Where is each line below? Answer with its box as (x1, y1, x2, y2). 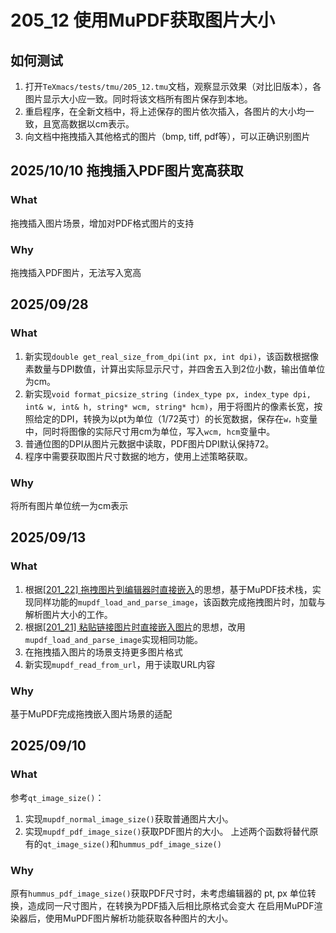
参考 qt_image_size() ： (10, 791, 105, 803)
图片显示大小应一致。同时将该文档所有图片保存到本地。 (24, 93, 253, 105)
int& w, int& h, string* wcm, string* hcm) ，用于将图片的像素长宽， (24, 400, 315, 412)
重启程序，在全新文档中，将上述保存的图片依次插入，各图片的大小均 (24, 106, 306, 117)
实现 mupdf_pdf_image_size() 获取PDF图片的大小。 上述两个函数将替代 (24, 825, 310, 837)
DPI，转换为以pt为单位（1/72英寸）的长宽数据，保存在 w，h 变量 (59, 412, 318, 425)
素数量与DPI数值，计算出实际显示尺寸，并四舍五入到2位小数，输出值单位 (24, 362, 326, 375)
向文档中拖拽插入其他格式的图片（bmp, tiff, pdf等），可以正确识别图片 (24, 131, 311, 142)
